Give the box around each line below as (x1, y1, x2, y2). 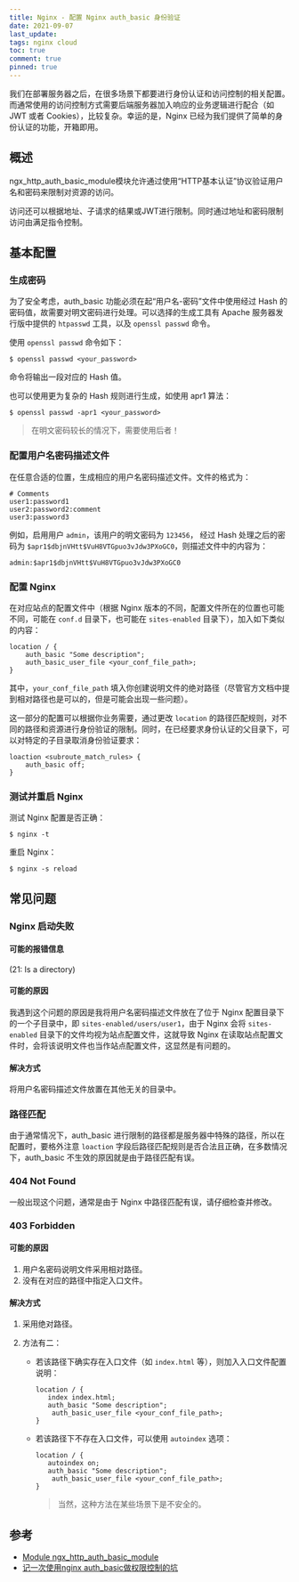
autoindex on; (47, 1459, 101, 1468)
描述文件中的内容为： (190, 540, 269, 551)
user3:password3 (9, 513, 69, 522)
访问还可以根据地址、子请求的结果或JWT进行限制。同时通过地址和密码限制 (9, 206, 284, 216)
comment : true (9, 54, 62, 63)
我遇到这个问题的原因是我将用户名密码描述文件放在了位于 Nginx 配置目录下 (9, 1007, 285, 1018)
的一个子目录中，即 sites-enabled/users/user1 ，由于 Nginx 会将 (9, 1018, 246, 1028)
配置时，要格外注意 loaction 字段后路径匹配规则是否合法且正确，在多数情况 (9, 1141, 287, 1152)
